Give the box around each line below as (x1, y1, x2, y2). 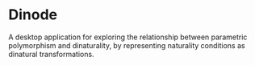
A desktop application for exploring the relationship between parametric (8, 32, 248, 42)
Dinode (8, 6, 58, 24)
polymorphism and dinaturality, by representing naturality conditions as (8, 40, 245, 50)
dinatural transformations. (8, 49, 94, 59)
